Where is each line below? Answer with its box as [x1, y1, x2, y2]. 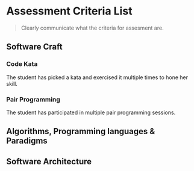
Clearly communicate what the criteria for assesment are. [20, 24, 164, 31]
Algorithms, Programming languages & [6, 126, 155, 137]
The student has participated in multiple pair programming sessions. [6, 109, 176, 116]
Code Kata [6, 60, 38, 68]
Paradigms [6, 136, 48, 146]
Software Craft [6, 42, 63, 52]
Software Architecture [6, 156, 92, 167]
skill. [6, 80, 18, 87]
